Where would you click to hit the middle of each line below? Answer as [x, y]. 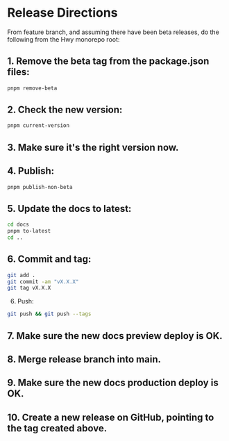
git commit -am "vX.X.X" [43, 282]
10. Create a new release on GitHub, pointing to [111, 417]
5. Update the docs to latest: [69, 209]
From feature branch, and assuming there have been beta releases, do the [113, 32]
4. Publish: [31, 171]
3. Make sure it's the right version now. [93, 147]
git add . [22, 275]
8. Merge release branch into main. [84, 359]
